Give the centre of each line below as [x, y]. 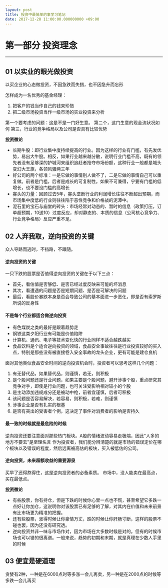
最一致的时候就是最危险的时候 [36, 423]
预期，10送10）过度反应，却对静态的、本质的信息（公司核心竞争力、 [91, 212]
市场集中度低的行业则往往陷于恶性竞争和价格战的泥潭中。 [71, 200]
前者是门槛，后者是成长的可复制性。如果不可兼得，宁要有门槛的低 [93, 181]
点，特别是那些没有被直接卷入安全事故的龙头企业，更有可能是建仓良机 [85, 352]
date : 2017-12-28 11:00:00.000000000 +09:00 [52, 19]
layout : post [19, 10]
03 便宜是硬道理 [30, 561]
